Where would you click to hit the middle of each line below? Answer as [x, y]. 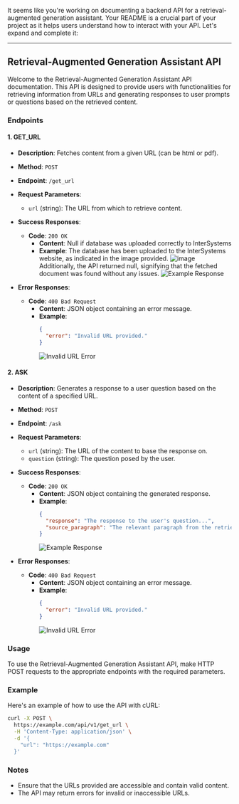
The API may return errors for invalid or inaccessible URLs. [103, 793]
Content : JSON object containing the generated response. [125, 493]
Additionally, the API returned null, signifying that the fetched [128, 265]
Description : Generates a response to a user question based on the [117, 388]
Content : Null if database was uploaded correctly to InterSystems [135, 243]
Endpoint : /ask [39, 423]
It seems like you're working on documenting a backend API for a [103, 10]
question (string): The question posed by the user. [102, 458]
